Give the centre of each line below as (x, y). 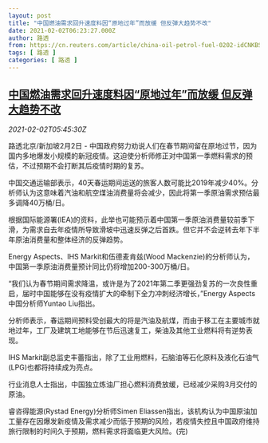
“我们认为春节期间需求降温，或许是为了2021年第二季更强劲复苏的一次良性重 (133, 283)
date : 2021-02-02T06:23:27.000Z (62, 30)
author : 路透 (29, 38)
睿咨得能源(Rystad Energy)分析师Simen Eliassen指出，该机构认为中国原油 (130, 411)
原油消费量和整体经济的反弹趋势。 (71, 239)
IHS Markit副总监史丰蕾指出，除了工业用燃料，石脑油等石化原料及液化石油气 (134, 357)
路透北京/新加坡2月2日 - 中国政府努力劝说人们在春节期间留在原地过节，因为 (133, 145)
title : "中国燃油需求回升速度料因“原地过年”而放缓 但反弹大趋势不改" (110, 23)
